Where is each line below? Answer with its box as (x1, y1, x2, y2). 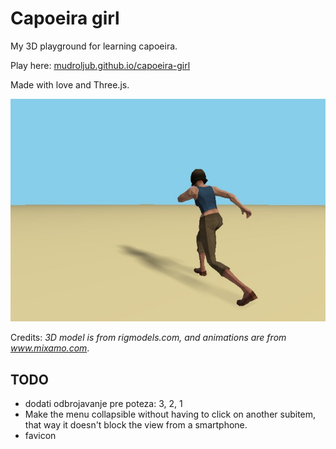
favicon (24, 430, 57, 442)
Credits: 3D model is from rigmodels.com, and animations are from (10, 332, 287, 344)
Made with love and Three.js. (10, 78, 130, 91)
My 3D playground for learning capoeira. (10, 40, 178, 52)
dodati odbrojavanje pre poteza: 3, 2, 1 (24, 398, 183, 410)
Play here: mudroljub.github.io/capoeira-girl (10, 59, 191, 71)
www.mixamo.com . (10, 342, 90, 354)
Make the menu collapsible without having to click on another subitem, (24, 408, 317, 421)
